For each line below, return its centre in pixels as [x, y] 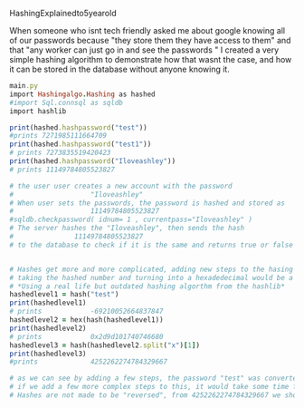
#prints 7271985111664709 [58, 136]
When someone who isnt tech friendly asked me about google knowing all [147, 30]
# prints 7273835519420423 [60, 153]
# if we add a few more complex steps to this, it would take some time [149, 387]
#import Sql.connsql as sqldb [66, 102]
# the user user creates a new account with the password [121, 186]
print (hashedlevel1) [48, 303]
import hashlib [38, 111]
